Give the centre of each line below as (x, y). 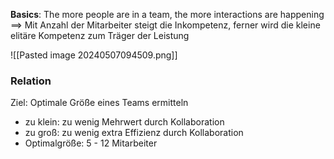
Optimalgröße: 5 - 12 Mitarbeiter (91, 143)
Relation (31, 81)
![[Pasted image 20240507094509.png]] (94, 55)
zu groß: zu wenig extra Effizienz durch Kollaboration (134, 133)
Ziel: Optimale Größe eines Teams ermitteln (99, 103)
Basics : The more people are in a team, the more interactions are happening (167, 14)
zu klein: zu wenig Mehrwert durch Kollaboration (124, 122)
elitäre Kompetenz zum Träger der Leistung (100, 35)
